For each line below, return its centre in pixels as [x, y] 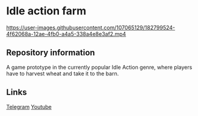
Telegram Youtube [29, 106]
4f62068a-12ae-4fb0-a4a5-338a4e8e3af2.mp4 [66, 33]
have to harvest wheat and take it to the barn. [63, 74]
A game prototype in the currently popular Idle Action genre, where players [99, 67]
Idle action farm [46, 11]
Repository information [51, 53]
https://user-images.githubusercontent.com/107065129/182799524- [91, 28]
